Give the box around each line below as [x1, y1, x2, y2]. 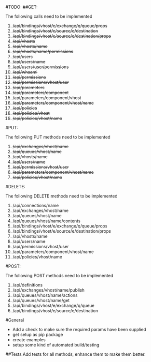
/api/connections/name [12, 203, 59, 208]
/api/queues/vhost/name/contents [12, 218, 81, 224]
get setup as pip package [12, 332, 63, 337]
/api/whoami [12, 69, 38, 75]
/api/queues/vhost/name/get [12, 298, 70, 303]
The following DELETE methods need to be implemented [5, 193, 118, 199]
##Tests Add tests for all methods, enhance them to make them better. [5, 351, 146, 357]
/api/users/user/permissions [12, 64, 69, 70]
